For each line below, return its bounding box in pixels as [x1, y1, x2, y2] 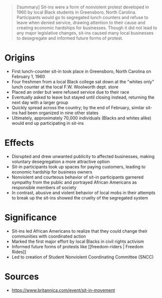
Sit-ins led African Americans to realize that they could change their [11, 228, 148, 234]
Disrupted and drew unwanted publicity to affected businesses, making [11, 153, 155, 159]
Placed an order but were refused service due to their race [11, 89, 129, 95]
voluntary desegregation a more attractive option [11, 159, 110, 164]
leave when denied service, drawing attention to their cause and [16, 20, 145, 25]
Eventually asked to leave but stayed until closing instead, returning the [11, 94, 155, 100]
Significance [4, 212, 57, 223]
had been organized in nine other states [18, 110, 99, 116]
